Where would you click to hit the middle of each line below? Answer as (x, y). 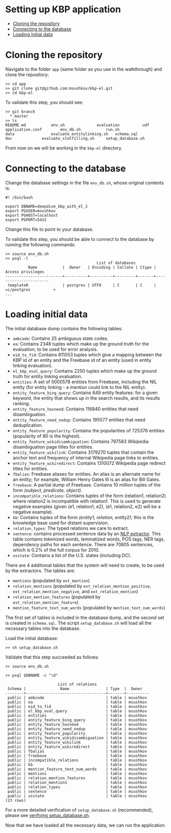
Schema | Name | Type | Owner (75, 689)
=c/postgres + (31, 289)
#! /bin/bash (19, 198)
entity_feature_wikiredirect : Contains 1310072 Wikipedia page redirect (89, 463)
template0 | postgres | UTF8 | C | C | (82, 285)
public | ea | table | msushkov (77, 702)
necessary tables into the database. (43, 628)
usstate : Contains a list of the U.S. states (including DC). (72, 555)
